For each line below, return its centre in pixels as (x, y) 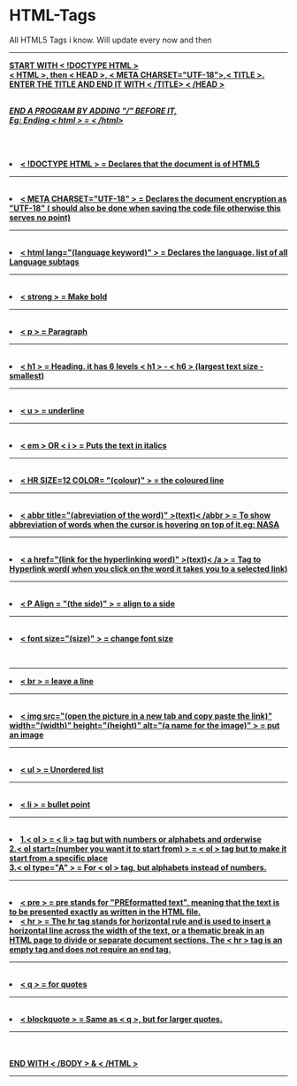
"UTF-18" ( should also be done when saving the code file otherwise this (145, 208)
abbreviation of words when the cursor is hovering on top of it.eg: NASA (145, 524)
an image (27, 735)
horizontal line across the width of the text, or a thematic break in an (137, 930)
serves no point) (40, 217)
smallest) (27, 375)
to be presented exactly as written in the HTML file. (105, 912)
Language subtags (44, 261)
